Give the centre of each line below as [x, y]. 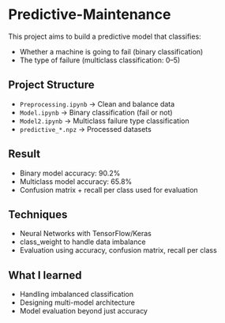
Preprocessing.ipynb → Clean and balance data [97, 103]
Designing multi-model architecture [77, 302]
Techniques [38, 214]
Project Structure [51, 85]
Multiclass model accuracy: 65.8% [76, 181]
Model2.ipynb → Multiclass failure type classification [104, 121]
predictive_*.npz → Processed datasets [85, 129]
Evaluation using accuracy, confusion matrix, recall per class [118, 250]
